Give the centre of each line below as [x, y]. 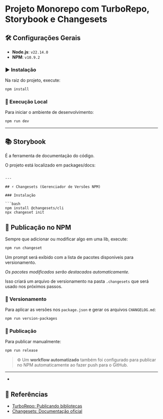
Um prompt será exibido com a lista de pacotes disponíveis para [69, 257]
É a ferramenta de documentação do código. [50, 156]
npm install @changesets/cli [34, 208]
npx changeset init [25, 213]
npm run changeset [24, 248]
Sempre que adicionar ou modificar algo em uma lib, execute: [66, 239]
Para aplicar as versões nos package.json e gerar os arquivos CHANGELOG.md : [81, 310]
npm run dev [17, 121]
